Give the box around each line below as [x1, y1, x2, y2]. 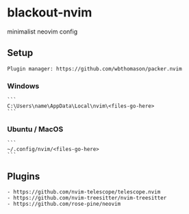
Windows [7, 81, 40, 90]
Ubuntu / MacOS [7, 124, 64, 134]
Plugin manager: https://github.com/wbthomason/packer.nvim [7, 65, 183, 72]
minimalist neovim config [7, 27, 77, 36]
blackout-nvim [7, 5, 92, 21]
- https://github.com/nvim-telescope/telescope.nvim [7, 189, 161, 196]
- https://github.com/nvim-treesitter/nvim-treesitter [7, 195, 167, 202]
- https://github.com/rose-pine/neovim [7, 200, 121, 208]
